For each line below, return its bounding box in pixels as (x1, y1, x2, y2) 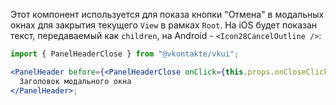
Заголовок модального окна (19, 76, 132, 86)
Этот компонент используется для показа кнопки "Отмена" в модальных (10, 9, 325, 20)
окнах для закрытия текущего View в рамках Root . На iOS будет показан (10, 19, 318, 31)
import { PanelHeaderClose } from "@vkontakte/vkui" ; (10, 49, 240, 59)
